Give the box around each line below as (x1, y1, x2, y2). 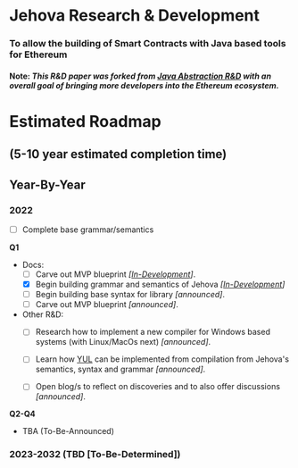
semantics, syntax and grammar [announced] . (35, 364, 206, 375)
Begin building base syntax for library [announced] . (35, 289, 226, 300)
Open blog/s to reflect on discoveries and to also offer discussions (35, 381, 281, 392)
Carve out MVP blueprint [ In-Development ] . (35, 269, 196, 280)
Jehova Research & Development (9, 5, 261, 26)
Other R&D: (21, 309, 64, 320)
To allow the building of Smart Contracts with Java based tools (9, 38, 286, 50)
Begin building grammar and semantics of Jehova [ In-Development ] (35, 279, 286, 290)
